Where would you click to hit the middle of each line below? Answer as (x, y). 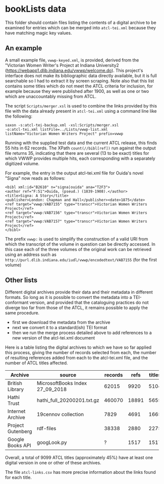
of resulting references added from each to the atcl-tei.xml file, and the (76, 358)
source (68, 375)
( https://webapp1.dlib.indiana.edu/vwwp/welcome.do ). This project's (74, 70)
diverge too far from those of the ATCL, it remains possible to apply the (76, 307)
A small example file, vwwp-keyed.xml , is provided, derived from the (72, 60)
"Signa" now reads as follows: (35, 178)
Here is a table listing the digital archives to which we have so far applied (78, 347)
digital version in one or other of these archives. (53, 463)
